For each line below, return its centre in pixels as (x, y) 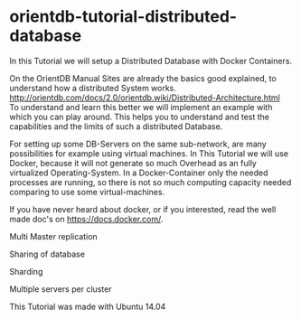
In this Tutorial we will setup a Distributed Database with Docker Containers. (150, 61)
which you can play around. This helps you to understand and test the (139, 117)
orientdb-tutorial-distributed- (123, 17)
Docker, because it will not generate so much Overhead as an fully (133, 163)
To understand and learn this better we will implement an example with (141, 107)
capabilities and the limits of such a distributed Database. (116, 126)
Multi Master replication (53, 236)
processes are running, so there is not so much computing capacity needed (150, 182)
